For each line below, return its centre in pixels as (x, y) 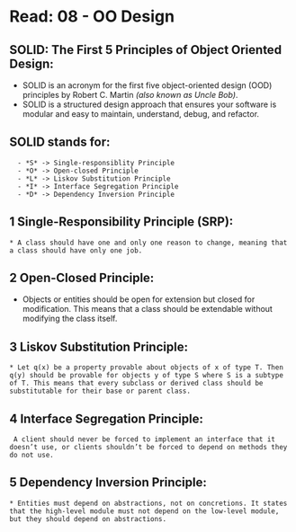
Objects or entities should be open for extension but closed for (139, 299)
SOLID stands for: (60, 142)
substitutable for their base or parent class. (100, 391)
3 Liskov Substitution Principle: (99, 346)
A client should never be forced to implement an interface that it (144, 439)
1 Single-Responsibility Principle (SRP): (121, 222)
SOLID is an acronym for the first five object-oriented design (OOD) (147, 85)
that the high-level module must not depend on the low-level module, (144, 511)
